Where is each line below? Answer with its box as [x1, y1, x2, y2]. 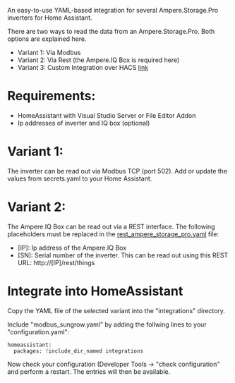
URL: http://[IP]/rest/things [17, 258, 95, 267]
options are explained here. [7, 35, 87, 43]
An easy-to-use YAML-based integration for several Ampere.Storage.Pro [7, 6, 219, 14]
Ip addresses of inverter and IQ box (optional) [17, 118, 150, 127]
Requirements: [7, 88, 96, 104]
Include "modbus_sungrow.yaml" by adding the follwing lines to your [7, 320, 207, 329]
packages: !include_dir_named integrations [13, 347, 143, 355]
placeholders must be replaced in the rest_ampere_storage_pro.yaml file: [7, 229, 219, 238]
